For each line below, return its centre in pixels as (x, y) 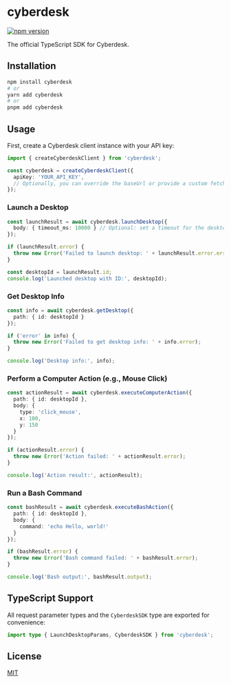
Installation (32, 66)
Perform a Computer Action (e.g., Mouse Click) (87, 378)
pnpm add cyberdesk (35, 107)
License (24, 656)
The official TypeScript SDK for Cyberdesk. (68, 44)
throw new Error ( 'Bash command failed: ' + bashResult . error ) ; (106, 558)
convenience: (26, 622)
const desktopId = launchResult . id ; (59, 272)
